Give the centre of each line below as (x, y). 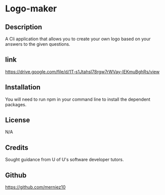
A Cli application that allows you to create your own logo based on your (78, 39)
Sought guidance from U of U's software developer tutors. (64, 160)
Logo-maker (31, 9)
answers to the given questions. (38, 44)
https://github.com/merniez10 (35, 187)
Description (24, 27)
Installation (23, 87)
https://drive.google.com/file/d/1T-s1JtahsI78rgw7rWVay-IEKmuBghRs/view (82, 71)
